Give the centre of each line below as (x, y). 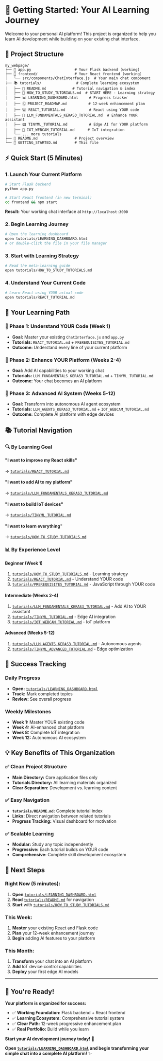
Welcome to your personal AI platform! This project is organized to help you (81, 34)
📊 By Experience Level (33, 550)
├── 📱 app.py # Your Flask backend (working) (72, 70)
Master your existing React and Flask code (55, 928)
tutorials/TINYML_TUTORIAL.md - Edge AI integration (64, 617)
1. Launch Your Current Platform (43, 175)
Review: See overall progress (41, 699)
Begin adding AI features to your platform (54, 938)
